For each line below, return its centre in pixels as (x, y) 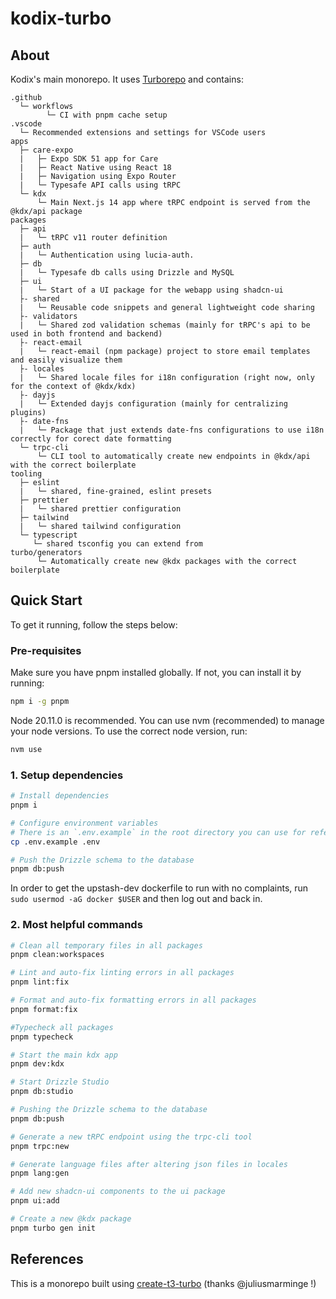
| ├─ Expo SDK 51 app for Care (89, 159)
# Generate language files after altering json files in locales (149, 1164)
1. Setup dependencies (67, 775)
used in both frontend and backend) (86, 334)
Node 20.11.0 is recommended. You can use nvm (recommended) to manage (167, 720)
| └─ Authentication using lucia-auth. (107, 255)
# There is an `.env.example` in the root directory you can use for (158, 832)
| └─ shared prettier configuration (100, 509)
